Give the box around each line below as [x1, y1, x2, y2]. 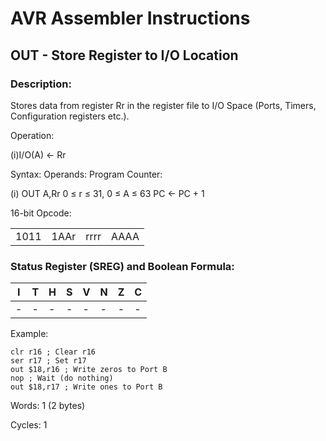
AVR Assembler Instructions [10, 7, 251, 30]
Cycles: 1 [10, 419, 48, 431]
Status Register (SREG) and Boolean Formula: [10, 259, 235, 273]
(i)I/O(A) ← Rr [10, 148, 67, 161]
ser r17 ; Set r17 [10, 356, 87, 366]
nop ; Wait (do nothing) [10, 373, 114, 384]
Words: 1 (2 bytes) [10, 400, 86, 412]
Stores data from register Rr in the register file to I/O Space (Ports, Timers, [10, 99, 317, 111]
